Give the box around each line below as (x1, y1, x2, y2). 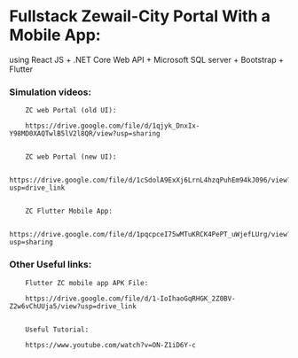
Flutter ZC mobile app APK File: (25, 278, 149, 287)
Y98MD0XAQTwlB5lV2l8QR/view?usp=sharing (9, 129, 161, 138)
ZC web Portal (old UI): (25, 106, 117, 115)
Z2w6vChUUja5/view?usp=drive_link (9, 301, 137, 311)
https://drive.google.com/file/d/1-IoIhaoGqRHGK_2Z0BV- (25, 294, 237, 303)
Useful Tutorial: (25, 325, 90, 334)
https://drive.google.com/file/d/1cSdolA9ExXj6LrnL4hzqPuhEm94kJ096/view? (9, 175, 292, 185)
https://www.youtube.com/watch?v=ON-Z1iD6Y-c (25, 340, 197, 349)
